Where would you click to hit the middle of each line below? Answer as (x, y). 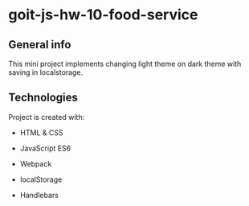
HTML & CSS (41, 132)
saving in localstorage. (46, 72)
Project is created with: (47, 117)
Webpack (36, 163)
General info (40, 45)
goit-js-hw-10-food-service (103, 15)
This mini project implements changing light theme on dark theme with (125, 64)
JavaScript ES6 (45, 148)
